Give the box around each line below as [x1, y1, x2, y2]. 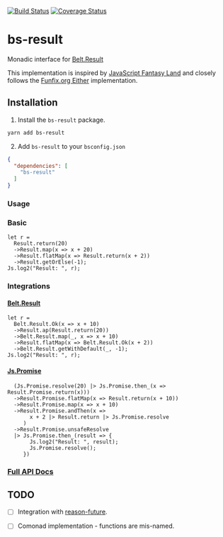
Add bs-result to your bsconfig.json [17, 142, 126, 150]
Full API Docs [7, 467, 54, 477]
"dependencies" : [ [13, 162, 69, 169]
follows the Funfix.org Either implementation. [7, 76, 138, 84]
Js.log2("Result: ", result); [29, 438, 119, 446]
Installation [7, 96, 58, 109]
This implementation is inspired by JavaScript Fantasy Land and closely [7, 68, 216, 77]
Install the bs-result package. [17, 115, 105, 124]
